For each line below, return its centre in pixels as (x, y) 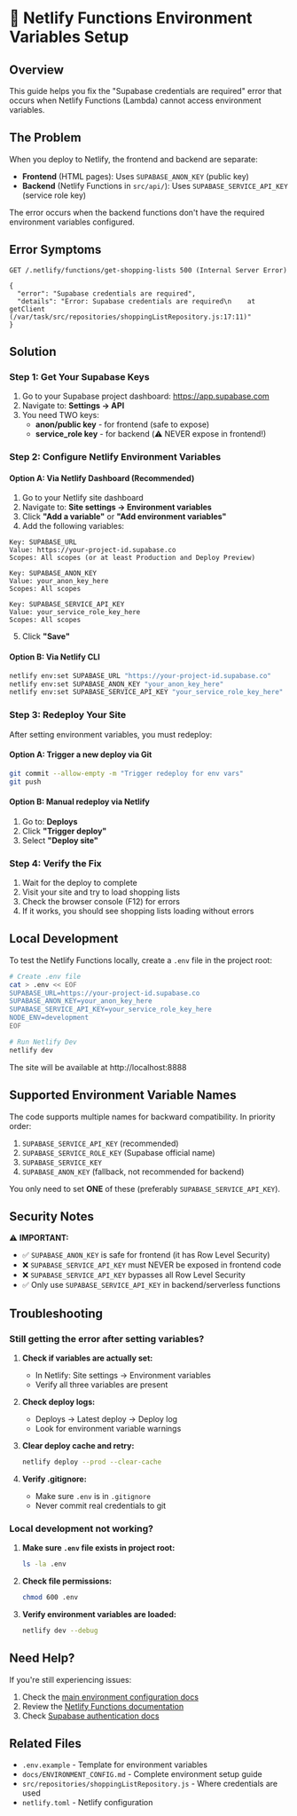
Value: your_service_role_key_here (75, 612)
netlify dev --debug (60, 1630)
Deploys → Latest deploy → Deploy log (106, 1419)
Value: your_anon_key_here (59, 581)
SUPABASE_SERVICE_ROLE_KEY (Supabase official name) (118, 1152)
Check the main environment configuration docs (110, 1697)
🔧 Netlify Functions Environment (131, 18)
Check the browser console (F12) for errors (101, 902)
